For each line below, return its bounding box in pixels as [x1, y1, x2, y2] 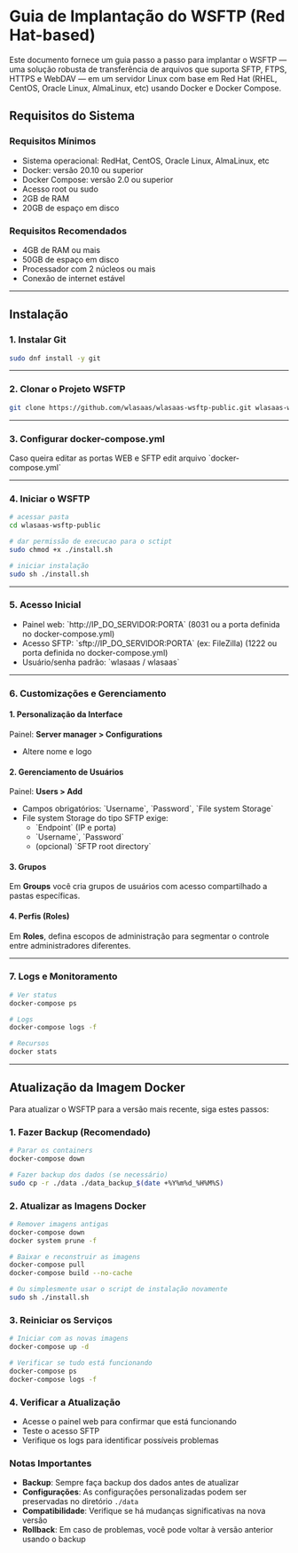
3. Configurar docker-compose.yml [9, 432, 166, 445]
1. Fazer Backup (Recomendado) [9, 1125, 151, 1138]
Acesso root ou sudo [21, 184, 99, 194]
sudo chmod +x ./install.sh [9, 545, 114, 554]
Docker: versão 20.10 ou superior [21, 164, 144, 175]
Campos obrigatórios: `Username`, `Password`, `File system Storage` [21, 803, 274, 814]
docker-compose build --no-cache [9, 1269, 133, 1278]
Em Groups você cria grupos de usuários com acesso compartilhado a [9, 881, 268, 892]
